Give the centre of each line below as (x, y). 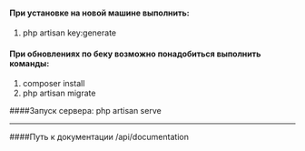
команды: (30, 63)
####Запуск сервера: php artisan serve (85, 111)
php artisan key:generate (69, 33)
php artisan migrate (59, 93)
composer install (54, 84)
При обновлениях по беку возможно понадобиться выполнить (135, 54)
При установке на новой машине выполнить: (99, 13)
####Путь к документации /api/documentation (99, 137)
